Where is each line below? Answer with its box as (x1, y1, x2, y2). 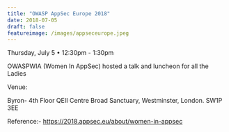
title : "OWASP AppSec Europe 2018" (7, 10, 111, 17)
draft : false (7, 23, 45, 30)
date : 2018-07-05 (7, 17, 58, 24)
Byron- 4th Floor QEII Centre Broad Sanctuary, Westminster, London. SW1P (7, 97, 223, 105)
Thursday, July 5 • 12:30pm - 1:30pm (7, 49, 114, 57)
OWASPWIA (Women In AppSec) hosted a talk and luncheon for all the (7, 62, 209, 70)
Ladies (7, 69, 26, 78)
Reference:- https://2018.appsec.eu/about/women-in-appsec (7, 117, 183, 126)
